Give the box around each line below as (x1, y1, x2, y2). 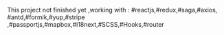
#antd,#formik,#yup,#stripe (7, 13, 85, 21)
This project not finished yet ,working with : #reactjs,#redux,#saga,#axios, (7, 6, 218, 14)
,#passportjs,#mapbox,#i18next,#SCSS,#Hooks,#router (7, 21, 165, 28)
